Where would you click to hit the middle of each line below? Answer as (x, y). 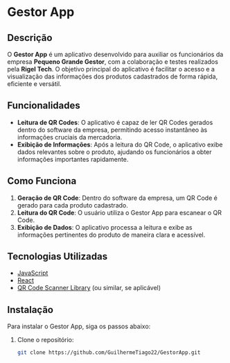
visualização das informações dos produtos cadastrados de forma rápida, (113, 76)
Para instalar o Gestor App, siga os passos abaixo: (79, 326)
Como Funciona (42, 181)
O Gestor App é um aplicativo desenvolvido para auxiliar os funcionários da (115, 54)
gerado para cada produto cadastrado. (72, 205)
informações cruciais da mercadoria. (70, 137)
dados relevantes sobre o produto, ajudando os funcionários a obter (115, 152)
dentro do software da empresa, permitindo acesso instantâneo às (112, 130)
